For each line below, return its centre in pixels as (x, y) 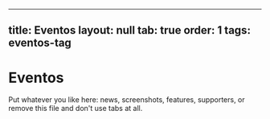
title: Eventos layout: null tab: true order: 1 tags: (130, 30)
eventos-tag (40, 43)
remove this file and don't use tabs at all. (76, 109)
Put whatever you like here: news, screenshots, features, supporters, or (127, 100)
